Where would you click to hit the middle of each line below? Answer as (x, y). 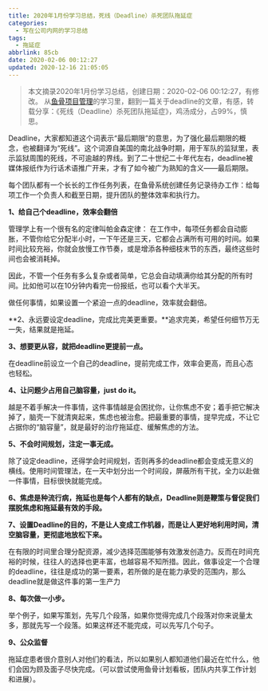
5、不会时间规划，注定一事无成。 (63, 444)
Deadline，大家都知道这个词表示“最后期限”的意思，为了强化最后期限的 (124, 138)
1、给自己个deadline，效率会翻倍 (63, 211)
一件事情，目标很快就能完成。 (57, 481)
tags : (17, 38)
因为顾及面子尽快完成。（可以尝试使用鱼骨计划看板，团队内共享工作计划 (139, 669)
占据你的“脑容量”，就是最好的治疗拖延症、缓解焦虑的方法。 (106, 426)
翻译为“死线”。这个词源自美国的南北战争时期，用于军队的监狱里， (144, 147)
